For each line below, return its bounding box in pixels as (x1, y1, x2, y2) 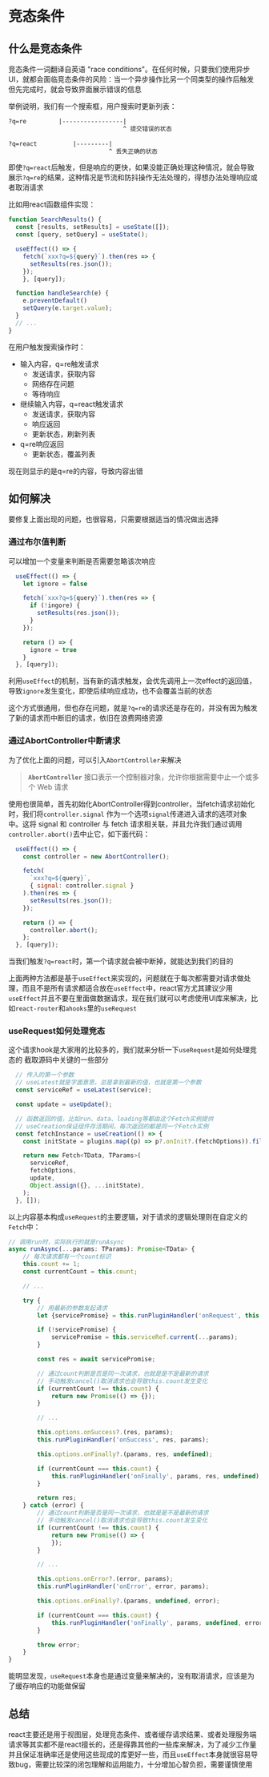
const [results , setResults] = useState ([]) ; (15, 223, 171, 231)
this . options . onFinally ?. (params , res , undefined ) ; (37, 1450, 214, 1458)
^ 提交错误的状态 (122, 125, 172, 133)
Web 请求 (37, 782, 69, 791)
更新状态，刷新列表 (31, 429, 96, 439)
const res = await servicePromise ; (37, 1355, 156, 1364)
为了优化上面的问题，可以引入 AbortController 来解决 (8, 754, 182, 765)
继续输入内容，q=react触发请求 (19, 399, 124, 408)
